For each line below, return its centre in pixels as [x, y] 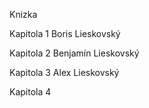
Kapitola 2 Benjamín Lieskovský [74, 53]
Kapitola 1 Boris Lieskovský [65, 33]
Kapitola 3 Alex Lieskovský [64, 72]
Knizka [23, 14]
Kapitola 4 [30, 92]
